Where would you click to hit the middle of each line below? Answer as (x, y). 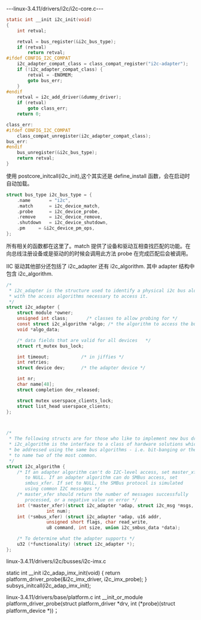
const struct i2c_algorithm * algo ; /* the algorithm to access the (103, 324)
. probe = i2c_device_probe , (59, 211)
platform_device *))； (33, 610)
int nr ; (26, 379)
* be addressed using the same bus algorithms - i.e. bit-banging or (97, 450)
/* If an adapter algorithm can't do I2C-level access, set (93, 472)
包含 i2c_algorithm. (30, 273)
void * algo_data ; (39, 329)
